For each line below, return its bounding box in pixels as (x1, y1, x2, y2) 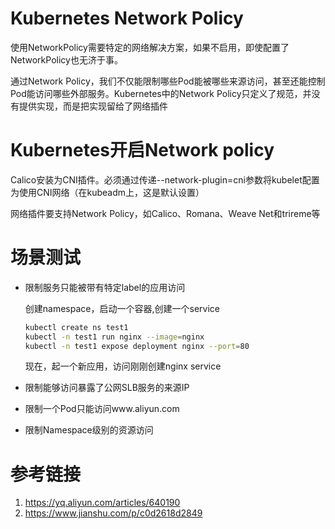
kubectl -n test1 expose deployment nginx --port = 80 (24, 341, 250, 351)
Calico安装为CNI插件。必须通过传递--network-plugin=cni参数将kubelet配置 (10, 173, 320, 186)
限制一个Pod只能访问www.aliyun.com (24, 403, 180, 415)
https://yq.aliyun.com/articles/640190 (24, 497, 181, 509)
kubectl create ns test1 (24, 322, 129, 332)
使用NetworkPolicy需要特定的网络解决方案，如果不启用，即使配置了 (10, 41, 290, 53)
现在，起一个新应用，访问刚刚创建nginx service (24, 360, 222, 372)
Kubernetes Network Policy (10, 7, 244, 30)
